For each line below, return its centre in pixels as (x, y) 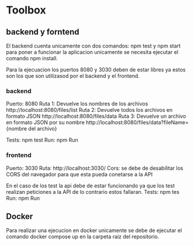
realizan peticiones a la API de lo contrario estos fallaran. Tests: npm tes (93, 192)
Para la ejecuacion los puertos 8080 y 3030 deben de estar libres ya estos (96, 70)
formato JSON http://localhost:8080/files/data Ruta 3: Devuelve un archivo (96, 116)
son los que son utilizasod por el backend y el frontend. (73, 76)
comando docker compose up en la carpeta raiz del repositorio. (83, 237)
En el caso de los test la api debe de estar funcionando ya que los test (91, 186)
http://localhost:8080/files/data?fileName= (137, 122)
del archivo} (43, 129)
